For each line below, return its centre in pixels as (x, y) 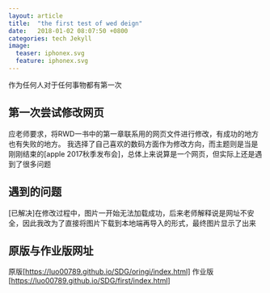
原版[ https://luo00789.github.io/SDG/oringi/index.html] (99, 272)
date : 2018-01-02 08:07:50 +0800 (68, 31)
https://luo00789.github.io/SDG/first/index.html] (91, 281)
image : (19, 46)
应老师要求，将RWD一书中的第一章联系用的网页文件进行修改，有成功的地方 (133, 133)
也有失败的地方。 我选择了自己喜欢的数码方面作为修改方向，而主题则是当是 (133, 144)
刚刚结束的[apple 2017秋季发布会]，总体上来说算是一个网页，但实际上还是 (132, 153)
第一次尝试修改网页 (56, 113)
